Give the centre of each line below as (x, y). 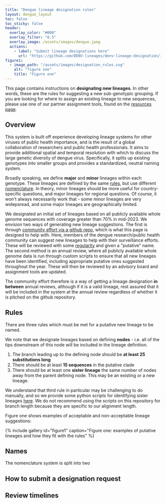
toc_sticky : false (24, 24)
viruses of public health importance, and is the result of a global (70, 142)
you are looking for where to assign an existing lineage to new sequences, (81, 99)
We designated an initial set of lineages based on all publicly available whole (83, 214)
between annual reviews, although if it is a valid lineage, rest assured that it (82, 286)
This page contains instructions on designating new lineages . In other (77, 88)
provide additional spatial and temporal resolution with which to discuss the (82, 152)
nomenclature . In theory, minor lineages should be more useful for (72, 188)
